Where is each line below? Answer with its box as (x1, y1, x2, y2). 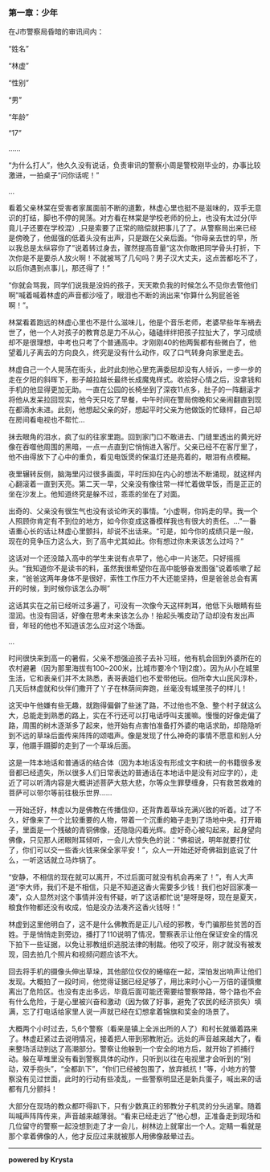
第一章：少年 (8, 6, 59, 18)
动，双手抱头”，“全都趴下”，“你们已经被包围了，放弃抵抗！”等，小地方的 (8, 1064, 249, 1074)
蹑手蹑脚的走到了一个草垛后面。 (29, 741, 135, 750)
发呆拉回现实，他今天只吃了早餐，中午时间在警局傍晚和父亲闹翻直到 (29, 395, 255, 405)
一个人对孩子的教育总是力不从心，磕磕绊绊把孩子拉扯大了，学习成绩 (35, 328, 262, 337)
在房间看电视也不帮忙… (8, 415, 86, 425)
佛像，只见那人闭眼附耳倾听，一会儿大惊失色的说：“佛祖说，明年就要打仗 (8, 835, 252, 845)
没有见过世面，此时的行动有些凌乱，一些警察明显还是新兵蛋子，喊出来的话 (14, 1074, 262, 1084)
